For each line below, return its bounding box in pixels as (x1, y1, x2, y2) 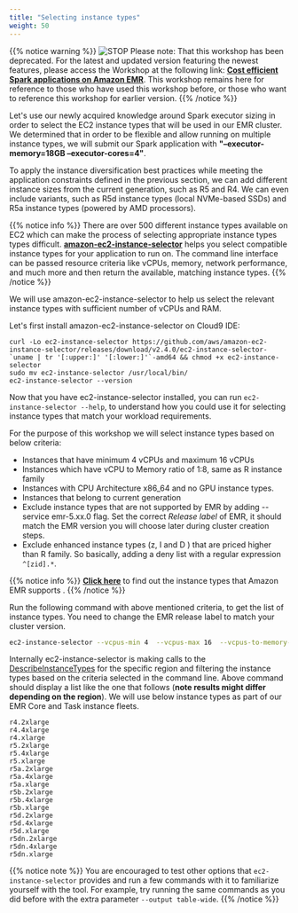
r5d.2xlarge (9, 811, 53, 821)
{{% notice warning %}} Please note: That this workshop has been (9, 45, 284, 56)
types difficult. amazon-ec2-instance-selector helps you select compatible (9, 239, 288, 249)
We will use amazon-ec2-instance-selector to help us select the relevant (9, 294, 275, 304)
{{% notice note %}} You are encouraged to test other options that (9, 866, 252, 877)
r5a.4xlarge (9, 773, 53, 782)
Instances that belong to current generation (21, 492, 182, 502)
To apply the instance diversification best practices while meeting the (9, 165, 263, 176)
